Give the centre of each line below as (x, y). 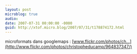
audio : (12, 18)
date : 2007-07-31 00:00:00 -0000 (39, 23)
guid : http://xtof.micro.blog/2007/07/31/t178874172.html (65, 28)
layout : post (18, 9)
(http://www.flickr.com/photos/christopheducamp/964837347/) (68, 47)
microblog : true (21, 14)
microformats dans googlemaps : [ (39, 41)
